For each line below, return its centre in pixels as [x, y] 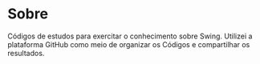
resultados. [26, 53]
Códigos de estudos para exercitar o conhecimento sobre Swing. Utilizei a [130, 36]
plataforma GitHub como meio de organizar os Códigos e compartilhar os [129, 44]
